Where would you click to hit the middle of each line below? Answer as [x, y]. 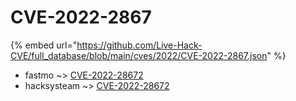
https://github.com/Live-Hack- [139, 45]
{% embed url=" [44, 45]
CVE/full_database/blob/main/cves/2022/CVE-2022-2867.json [139, 55]
